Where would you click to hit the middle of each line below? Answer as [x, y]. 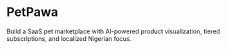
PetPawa [32, 12]
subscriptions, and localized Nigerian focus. [69, 38]
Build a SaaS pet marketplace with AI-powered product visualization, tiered [113, 31]
